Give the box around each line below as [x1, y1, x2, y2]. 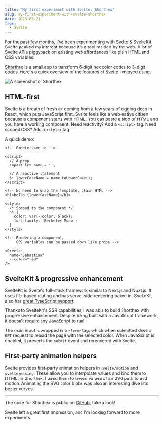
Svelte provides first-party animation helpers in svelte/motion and [5, 365, 138, 371]
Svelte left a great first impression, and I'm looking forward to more [5, 409, 140, 415]
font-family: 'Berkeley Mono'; [14, 218, 78, 223]
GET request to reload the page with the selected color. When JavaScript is [5, 332, 155, 338]
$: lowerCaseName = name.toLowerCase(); [9, 175, 93, 180]
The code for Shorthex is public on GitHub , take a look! [5, 400, 116, 405]
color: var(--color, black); [14, 214, 73, 219]
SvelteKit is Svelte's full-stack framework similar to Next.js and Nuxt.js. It [5, 287, 152, 293]
